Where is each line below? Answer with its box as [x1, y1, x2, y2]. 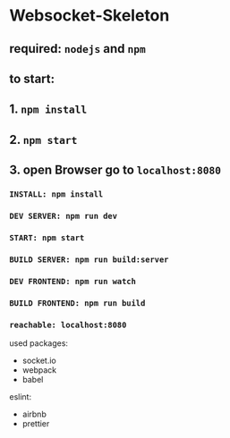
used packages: [9, 337, 69, 349]
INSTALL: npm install [9, 190, 104, 199]
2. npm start [9, 131, 78, 147]
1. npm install [9, 102, 88, 117]
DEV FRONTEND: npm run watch [9, 276, 137, 286]
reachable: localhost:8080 [9, 319, 127, 330]
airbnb [21, 409, 47, 419]
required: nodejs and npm [9, 41, 146, 56]
